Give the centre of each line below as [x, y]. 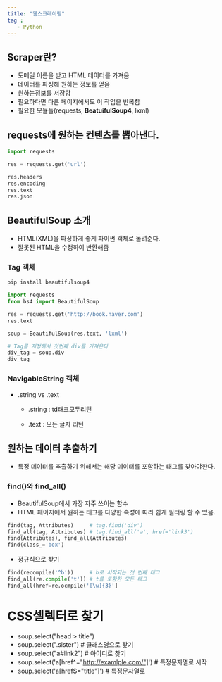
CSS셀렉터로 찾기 [56, 616]
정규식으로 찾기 [38, 560]
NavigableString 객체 [43, 379]
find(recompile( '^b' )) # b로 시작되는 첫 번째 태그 [84, 573]
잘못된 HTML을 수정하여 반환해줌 [63, 248]
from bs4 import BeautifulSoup [53, 302]
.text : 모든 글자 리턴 [56, 424]
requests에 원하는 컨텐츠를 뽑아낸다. [84, 135]
